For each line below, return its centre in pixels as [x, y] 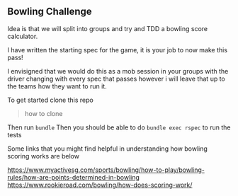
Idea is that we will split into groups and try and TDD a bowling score [108, 28]
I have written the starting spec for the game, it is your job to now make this [118, 50]
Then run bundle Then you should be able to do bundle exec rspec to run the [119, 127]
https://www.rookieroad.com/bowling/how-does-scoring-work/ [100, 185]
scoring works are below [44, 156]
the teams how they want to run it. [57, 86]
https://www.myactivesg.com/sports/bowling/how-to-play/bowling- [106, 170]
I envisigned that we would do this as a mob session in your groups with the [118, 71]
